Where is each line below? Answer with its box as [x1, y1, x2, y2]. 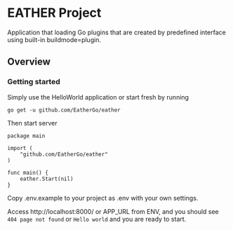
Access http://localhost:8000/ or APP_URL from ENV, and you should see [7, 207, 219, 215]
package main [7, 132, 46, 140]
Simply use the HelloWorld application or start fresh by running [7, 93, 189, 101]
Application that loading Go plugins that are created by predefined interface [7, 28, 226, 36]
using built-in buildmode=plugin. [7, 35, 102, 43]
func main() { [7, 169, 49, 176]
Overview [7, 56, 51, 68]
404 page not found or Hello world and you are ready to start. [7, 215, 187, 223]
